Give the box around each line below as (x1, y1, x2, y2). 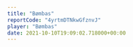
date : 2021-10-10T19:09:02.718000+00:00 (7, 29, 127, 37)
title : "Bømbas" (7, 10, 54, 17)
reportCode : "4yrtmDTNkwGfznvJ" (7, 17, 101, 23)
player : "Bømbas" (7, 23, 58, 30)
